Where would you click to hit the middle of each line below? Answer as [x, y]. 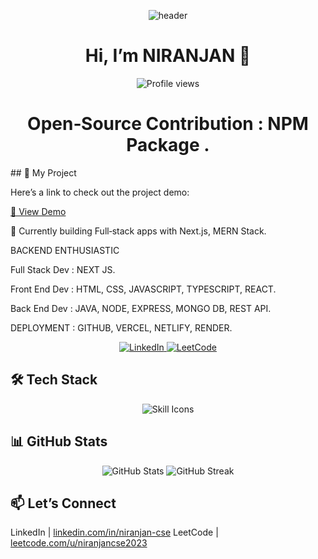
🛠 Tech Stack [54, 380]
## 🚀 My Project [43, 172]
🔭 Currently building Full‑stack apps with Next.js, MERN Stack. [138, 231]
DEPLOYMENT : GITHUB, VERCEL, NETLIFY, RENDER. [121, 327]
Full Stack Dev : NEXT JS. [63, 269]
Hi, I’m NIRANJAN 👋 [168, 56]
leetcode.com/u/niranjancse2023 [79, 543]
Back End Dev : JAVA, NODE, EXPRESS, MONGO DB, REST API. [141, 308]
